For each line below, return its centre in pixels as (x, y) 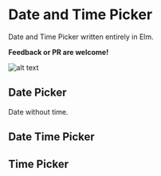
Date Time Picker (52, 137)
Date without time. (38, 111)
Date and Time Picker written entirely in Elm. (81, 37)
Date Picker (37, 93)
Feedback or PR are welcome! (59, 52)
